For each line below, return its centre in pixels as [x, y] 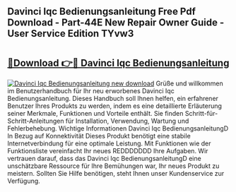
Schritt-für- [201, 113]
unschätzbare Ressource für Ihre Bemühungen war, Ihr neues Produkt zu [113, 166]
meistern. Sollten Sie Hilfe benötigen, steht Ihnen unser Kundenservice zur [116, 173]
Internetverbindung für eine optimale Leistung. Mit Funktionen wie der [109, 143]
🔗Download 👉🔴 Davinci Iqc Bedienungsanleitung [118, 63]
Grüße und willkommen [190, 83]
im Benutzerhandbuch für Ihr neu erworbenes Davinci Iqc [91, 91]
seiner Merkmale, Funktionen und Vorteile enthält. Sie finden [95, 113]
